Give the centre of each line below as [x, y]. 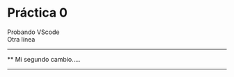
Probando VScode [33, 32]
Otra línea [21, 39]
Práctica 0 [38, 13]
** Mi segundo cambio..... [44, 59]
